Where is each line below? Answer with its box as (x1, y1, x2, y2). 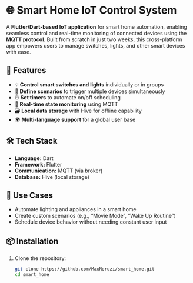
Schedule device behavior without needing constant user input (14, 218, 167, 225)
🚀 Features (6, 65, 46, 75)
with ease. (6, 48, 31, 55)
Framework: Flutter (14, 161, 62, 168)
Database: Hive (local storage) (14, 173, 90, 180)
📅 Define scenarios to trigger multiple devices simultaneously (14, 88, 165, 95)
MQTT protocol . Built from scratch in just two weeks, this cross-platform (6, 36, 182, 43)
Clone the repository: (14, 255, 66, 262)
